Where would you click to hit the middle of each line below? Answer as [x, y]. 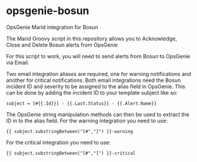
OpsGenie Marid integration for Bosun [52, 27]
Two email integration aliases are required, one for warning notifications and [99, 74]
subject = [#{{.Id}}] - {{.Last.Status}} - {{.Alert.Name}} [82, 103]
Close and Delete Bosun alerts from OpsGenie [62, 45]
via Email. [18, 62]
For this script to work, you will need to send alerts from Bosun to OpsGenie [98, 56]
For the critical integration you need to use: [58, 142]
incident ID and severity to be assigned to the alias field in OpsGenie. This [96, 86]
